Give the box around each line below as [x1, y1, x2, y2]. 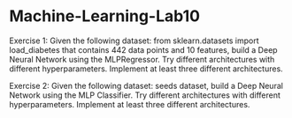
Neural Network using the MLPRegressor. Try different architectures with [9, 54, 275, 64]
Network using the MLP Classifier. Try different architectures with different [9, 90, 281, 100]
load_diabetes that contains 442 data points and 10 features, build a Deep [9, 44, 278, 55]
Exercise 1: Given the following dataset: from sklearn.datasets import [9, 35, 259, 46]
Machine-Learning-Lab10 [9, 6, 201, 26]
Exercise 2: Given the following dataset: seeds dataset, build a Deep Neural [9, 80, 283, 91]
